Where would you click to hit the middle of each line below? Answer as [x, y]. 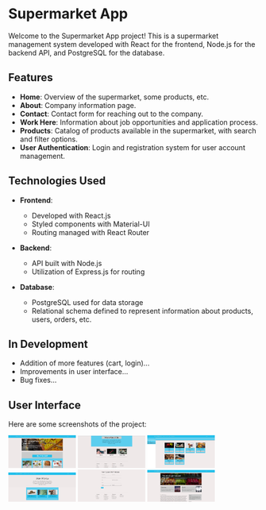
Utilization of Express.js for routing [88, 272]
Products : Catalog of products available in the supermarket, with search [138, 130]
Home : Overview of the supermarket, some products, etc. [114, 97]
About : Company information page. [78, 105]
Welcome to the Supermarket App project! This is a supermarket [114, 36]
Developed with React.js [71, 215]
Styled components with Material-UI [91, 224]
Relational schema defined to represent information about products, [143, 311]
